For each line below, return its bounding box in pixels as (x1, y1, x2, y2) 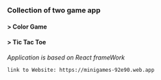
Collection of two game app (7, 5, 101, 15)
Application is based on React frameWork (7, 53, 125, 62)
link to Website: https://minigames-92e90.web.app (7, 66, 155, 73)
